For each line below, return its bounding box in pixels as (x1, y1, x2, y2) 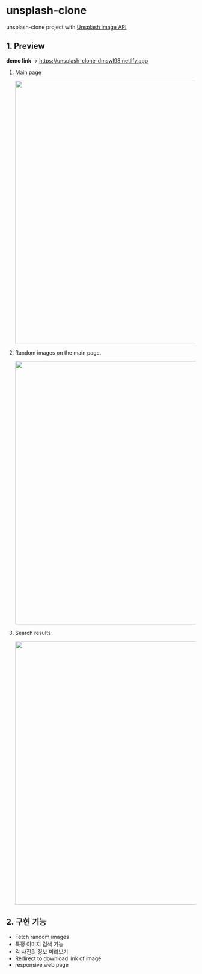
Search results (14, 629, 51, 636)
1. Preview (6, 41, 45, 51)
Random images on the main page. (14, 349, 102, 356)
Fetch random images (14, 933, 69, 940)
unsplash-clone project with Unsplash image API (6, 23, 127, 31)
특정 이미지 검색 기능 (14, 940, 64, 948)
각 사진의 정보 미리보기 (14, 948, 69, 955)
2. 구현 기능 (6, 917, 47, 927)
